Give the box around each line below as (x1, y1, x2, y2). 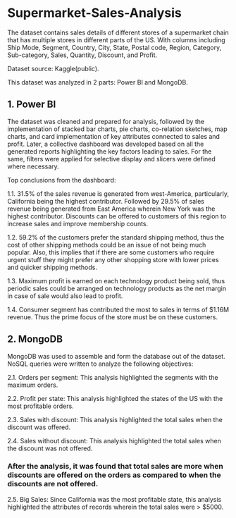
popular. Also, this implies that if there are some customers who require (7, 248, 215, 257)
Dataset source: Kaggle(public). (7, 64, 100, 73)
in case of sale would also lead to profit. (7, 291, 123, 300)
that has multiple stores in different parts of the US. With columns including (7, 35, 225, 44)
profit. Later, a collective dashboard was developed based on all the (7, 140, 204, 148)
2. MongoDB (7, 333, 63, 345)
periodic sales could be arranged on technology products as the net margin (7, 284, 227, 292)
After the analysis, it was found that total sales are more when (7, 462, 223, 471)
